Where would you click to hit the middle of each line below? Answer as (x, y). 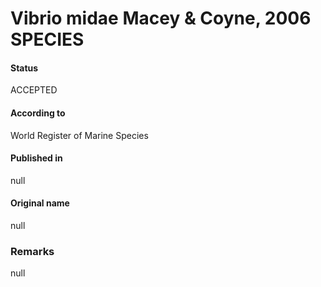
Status (24, 68)
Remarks (32, 251)
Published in (36, 158)
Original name (40, 203)
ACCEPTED (34, 90)
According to (38, 113)
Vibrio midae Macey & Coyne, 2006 (161, 18)
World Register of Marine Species (79, 135)
